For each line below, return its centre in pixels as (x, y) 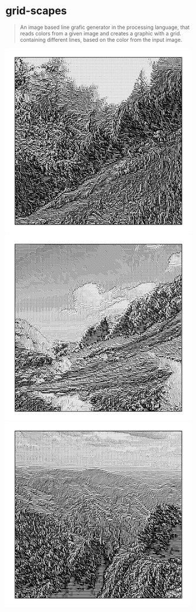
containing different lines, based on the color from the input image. (101, 40)
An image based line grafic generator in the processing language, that (105, 27)
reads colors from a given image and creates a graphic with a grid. (101, 33)
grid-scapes (36, 11)
